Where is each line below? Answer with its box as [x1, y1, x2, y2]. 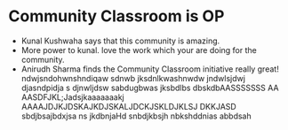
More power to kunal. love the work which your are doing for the [20, 44, 257, 55]
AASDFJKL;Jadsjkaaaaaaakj [20, 91, 125, 103]
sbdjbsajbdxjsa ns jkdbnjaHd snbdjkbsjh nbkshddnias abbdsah [20, 111, 252, 121]
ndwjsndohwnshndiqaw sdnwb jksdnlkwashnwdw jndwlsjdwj [20, 73, 246, 83]
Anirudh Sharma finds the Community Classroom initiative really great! [20, 64, 279, 74]
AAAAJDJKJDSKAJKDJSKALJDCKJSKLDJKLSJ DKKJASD [20, 101, 236, 111]
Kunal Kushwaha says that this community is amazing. [20, 35, 220, 46]
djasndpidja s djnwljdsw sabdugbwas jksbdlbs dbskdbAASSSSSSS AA [20, 82, 279, 93]
